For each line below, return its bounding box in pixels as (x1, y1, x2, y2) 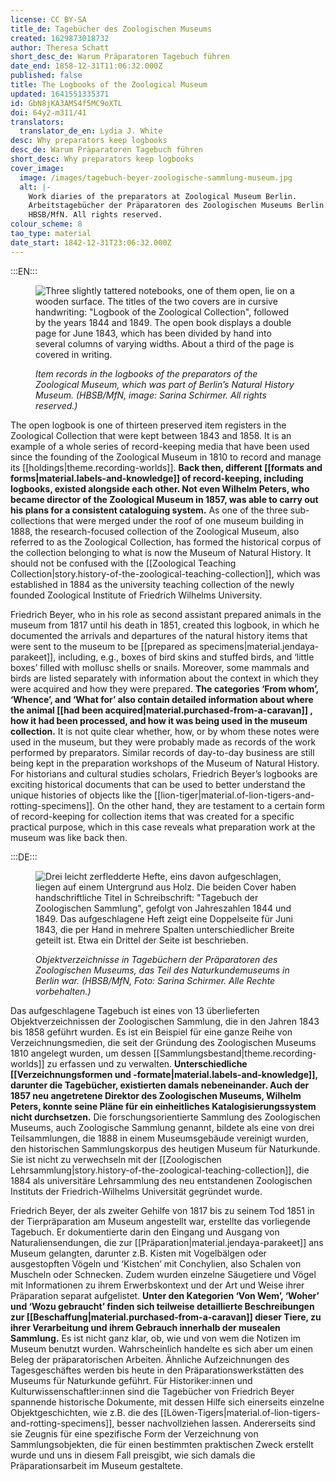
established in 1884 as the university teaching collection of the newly (10, 578, 295, 590)
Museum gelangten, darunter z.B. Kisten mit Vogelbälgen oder (10, 1247, 267, 1259)
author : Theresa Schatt (10, 42, 110, 53)
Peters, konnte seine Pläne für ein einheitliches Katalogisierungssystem (10, 1100, 317, 1112)
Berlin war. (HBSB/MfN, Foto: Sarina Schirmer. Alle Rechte (35, 974, 276, 986)
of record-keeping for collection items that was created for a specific (10, 810, 295, 822)
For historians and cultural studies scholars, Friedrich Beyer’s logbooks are (10, 767, 318, 780)
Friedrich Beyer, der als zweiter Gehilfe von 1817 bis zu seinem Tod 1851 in (10, 1204, 315, 1216)
